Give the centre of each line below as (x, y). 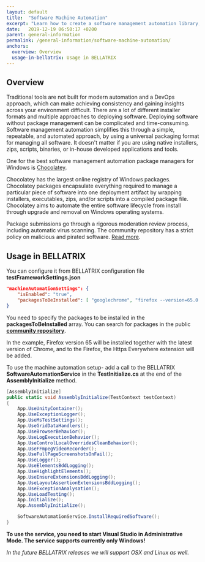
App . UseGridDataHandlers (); (53, 426)
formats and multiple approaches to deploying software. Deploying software (102, 116)
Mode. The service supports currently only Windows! (76, 541)
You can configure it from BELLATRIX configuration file (76, 271)
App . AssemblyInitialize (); (52, 506)
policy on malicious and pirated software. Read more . (73, 237)
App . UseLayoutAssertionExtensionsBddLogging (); (79, 483)
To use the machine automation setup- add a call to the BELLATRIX (91, 367)
